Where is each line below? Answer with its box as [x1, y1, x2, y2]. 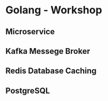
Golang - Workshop [5, 3, 103, 17]
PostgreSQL [5, 85, 50, 96]
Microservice [5, 27, 55, 37]
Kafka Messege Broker [5, 46, 90, 56]
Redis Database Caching [5, 66, 97, 76]
